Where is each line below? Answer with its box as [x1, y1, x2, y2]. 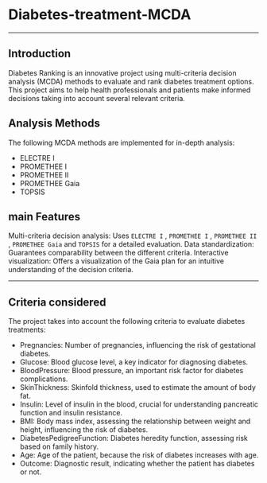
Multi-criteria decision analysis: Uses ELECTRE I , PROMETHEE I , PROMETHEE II [8, 231, 257, 240]
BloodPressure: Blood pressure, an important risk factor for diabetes [19, 366, 244, 376]
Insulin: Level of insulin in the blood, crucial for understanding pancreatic [19, 399, 259, 409]
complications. [19, 374, 68, 384]
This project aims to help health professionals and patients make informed [8, 85, 251, 95]
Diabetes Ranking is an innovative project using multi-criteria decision [8, 68, 237, 77]
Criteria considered [8, 295, 106, 309]
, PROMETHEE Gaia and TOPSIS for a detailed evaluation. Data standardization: [8, 240, 254, 249]
